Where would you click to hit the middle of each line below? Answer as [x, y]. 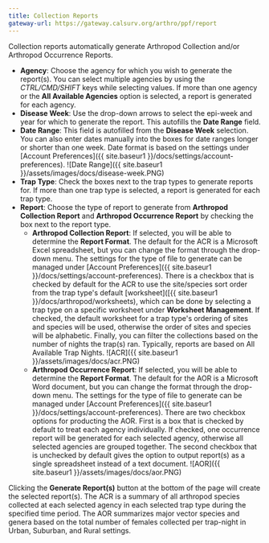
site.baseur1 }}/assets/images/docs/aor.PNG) [107, 472]
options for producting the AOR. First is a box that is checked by [138, 421]
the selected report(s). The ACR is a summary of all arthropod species [124, 496]
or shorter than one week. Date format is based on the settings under [134, 147]
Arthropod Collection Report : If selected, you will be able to [132, 232]
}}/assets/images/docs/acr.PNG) [86, 361]
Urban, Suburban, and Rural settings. [69, 530]
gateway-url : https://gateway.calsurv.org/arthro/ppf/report [113, 23]
